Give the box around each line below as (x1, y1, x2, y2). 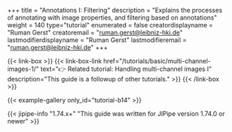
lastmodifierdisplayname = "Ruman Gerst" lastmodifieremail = (7, 36, 187, 44)
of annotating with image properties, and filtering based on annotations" (7, 13, 217, 22)
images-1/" (7, 65, 39, 73)
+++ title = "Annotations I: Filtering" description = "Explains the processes (7, 6, 223, 14)
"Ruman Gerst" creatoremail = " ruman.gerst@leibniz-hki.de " (7, 28, 183, 37)
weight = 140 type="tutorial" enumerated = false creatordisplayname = (7, 21, 214, 29)
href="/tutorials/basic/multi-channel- (103, 57, 212, 65)
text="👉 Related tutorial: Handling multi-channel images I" (40, 65, 212, 73)
